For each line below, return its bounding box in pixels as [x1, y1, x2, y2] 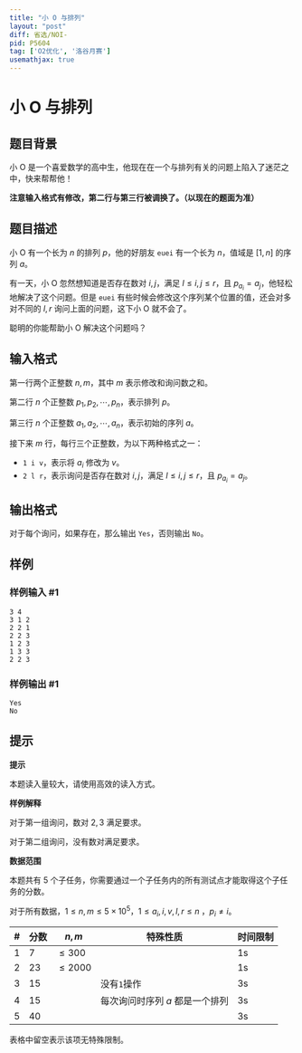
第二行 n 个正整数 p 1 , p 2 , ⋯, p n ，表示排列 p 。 [9, 396, 175, 409]
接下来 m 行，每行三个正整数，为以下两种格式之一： [9, 438, 203, 449]
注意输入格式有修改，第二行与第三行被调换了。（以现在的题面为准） [9, 192, 260, 203]
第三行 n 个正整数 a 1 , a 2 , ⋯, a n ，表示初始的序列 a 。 [9, 417, 199, 430]
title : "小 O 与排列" [9, 13, 86, 23]
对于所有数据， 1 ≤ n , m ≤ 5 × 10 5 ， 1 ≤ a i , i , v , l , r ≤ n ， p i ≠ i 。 [9, 904, 237, 919]
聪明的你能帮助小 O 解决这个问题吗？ [9, 322, 147, 333]
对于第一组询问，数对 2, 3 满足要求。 [9, 817, 146, 828]
